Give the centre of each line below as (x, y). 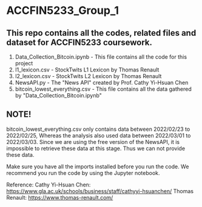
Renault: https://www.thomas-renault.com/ (60, 197)
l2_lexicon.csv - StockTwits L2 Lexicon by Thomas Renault (88, 76)
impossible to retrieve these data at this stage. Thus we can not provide (96, 148)
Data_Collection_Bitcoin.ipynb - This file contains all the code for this (101, 57)
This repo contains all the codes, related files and (101, 33)
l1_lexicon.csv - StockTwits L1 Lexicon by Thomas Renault (87, 70)
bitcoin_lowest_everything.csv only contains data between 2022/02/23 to (98, 129)
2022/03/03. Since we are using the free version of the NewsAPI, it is (93, 142)
